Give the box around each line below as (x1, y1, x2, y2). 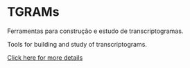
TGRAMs (7, 4, 60, 20)
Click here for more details (7, 53, 83, 62)
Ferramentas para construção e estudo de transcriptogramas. (7, 27, 184, 35)
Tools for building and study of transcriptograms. (7, 40, 148, 48)
